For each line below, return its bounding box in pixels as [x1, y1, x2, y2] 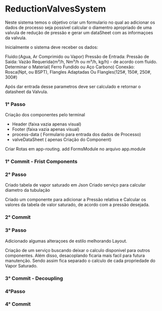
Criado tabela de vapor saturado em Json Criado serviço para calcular [5, 182, 146, 188]
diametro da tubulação [5, 187, 50, 193]
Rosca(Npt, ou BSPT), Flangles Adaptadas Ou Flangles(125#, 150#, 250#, [5, 69, 152, 75]
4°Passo [5, 288, 26, 295]
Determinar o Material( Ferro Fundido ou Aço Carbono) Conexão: [5, 64, 135, 70]
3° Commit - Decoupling [5, 275, 63, 281]
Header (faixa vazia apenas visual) [12, 121, 81, 127]
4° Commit [5, 301, 31, 308]
